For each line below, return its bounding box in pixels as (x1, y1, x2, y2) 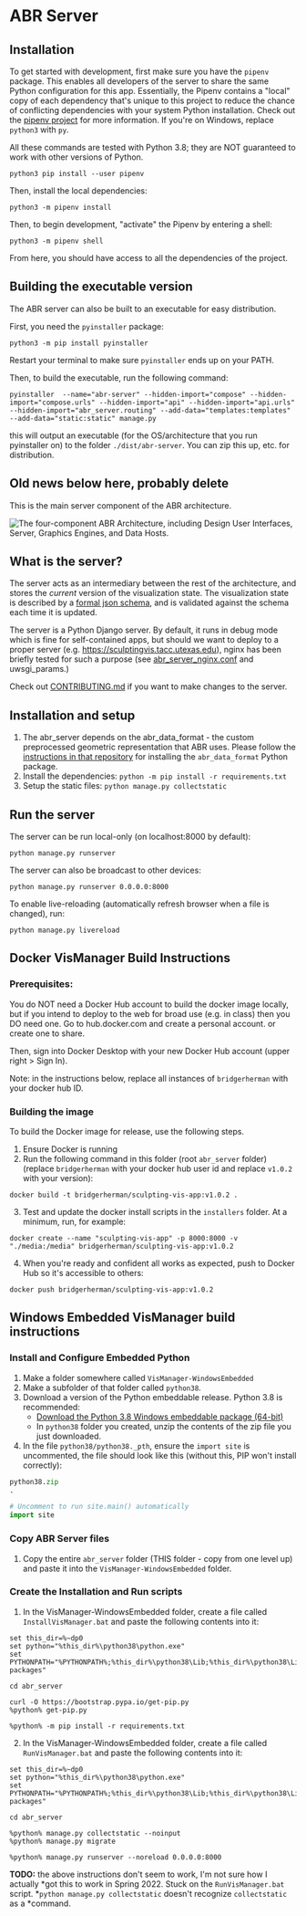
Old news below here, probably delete (9, 476, 229, 491)
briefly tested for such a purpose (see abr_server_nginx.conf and (9, 654, 254, 665)
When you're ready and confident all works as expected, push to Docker (22, 1258, 295, 1269)
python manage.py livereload (9, 926, 120, 936)
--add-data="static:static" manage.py (9, 414, 157, 423)
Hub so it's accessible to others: (22, 1268, 144, 1279)
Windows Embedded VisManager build (9, 1310, 236, 1325)
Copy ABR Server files (9, 1533, 110, 1545)
